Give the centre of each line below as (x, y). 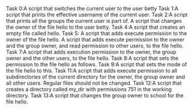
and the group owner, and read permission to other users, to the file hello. (95, 46)
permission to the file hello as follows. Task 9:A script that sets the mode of (96, 64)
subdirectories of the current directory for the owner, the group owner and (96, 77)
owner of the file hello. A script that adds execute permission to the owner (95, 39)
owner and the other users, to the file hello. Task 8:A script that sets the (92, 58)
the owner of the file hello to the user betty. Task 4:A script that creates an (96, 27)
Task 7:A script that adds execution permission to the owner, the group (91, 52)
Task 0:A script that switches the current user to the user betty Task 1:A (92, 8)
